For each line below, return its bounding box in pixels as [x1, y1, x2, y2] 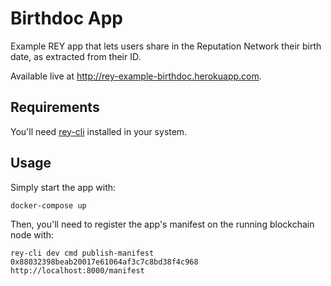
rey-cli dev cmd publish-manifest [10, 248, 155, 258]
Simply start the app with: [10, 181, 117, 193]
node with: [10, 228, 55, 241]
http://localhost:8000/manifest [10, 265, 145, 276]
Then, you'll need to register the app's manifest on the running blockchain [10, 218, 315, 230]
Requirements [10, 99, 100, 116]
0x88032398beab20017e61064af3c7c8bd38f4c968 [10, 257, 199, 267]
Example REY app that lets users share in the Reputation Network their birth [10, 40, 322, 52]
